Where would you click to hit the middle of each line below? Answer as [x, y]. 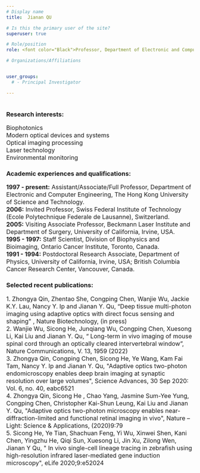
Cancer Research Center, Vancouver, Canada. [71, 269]
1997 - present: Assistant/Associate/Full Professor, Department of [99, 187]
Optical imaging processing [45, 143]
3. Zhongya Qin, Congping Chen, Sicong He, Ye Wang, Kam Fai [95, 358]
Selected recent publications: [50, 285]
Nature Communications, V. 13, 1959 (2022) [67, 351]
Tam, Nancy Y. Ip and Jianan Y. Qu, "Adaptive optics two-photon [97, 366]
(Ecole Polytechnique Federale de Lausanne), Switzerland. [88, 217]
